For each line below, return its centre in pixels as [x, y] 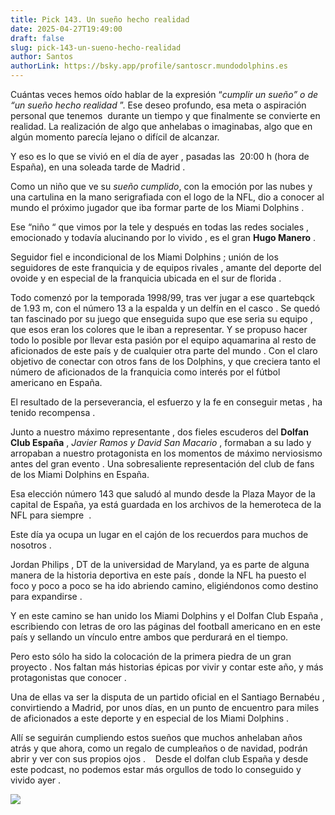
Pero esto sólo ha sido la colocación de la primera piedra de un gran [151, 656]
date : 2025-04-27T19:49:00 [66, 29]
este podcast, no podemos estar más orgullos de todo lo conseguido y [156, 769]
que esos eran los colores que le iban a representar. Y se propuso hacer [159, 329]
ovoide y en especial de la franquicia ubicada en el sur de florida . [146, 278]
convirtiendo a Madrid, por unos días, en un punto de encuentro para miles [165, 707]
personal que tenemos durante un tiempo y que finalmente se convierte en [165, 115]
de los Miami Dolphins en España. [80, 474]
